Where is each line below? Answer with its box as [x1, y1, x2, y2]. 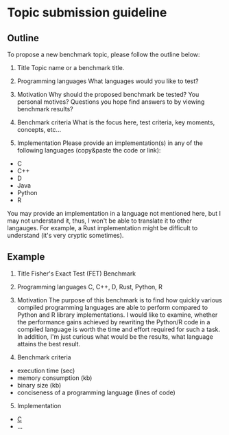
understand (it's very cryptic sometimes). [7, 232, 124, 239]
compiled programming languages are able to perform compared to [16, 303, 208, 311]
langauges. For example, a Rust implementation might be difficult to [7, 224, 198, 232]
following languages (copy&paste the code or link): [16, 146, 161, 154]
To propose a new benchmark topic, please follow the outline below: [7, 50, 200, 58]
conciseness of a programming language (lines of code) [16, 388, 176, 397]
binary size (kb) [16, 381, 62, 389]
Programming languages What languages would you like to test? [16, 77, 199, 85]
